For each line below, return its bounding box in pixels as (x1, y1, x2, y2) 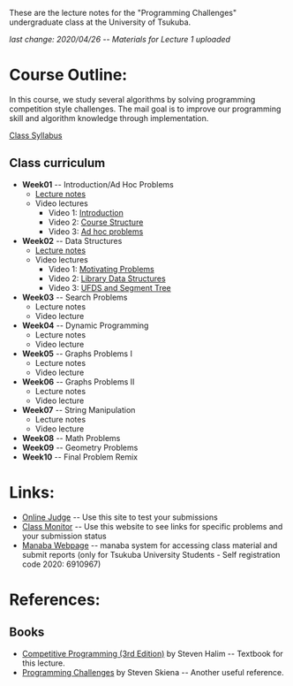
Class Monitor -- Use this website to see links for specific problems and (21, 521, 283, 531)
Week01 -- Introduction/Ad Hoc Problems (21, 179, 174, 189)
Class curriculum (9, 156, 106, 171)
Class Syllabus (9, 130, 63, 141)
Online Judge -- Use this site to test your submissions (21, 512, 218, 522)
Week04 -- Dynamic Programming (21, 320, 149, 331)
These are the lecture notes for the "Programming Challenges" (9, 8, 237, 18)
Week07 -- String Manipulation (21, 404, 136, 415)
